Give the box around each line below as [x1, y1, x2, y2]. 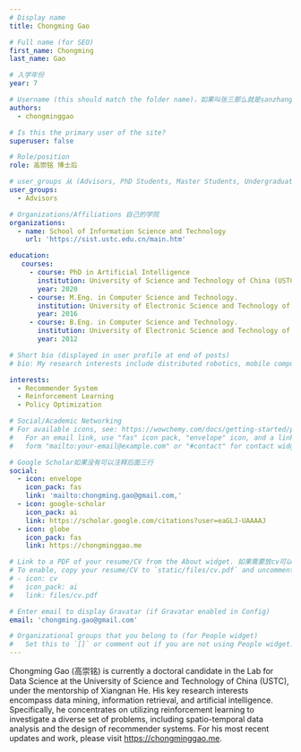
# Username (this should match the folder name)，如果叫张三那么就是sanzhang [9, 95, 293, 104]
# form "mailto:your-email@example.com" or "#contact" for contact [9, 442, 275, 450]
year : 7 [9, 79, 39, 88]
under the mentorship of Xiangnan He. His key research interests [9, 686, 249, 695]
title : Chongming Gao [9, 22, 90, 31]
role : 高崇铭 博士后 [9, 161, 78, 171]
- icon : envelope [17, 475, 82, 484]
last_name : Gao [9, 55, 66, 64]
